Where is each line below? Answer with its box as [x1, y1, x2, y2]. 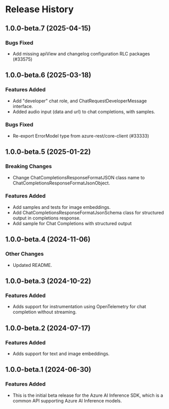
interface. [12, 103, 33, 109]
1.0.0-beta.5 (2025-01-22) [5, 148, 91, 156]
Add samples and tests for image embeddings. [12, 204, 111, 210]
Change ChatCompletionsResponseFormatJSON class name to [12, 174, 145, 180]
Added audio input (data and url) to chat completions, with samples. [12, 108, 155, 115]
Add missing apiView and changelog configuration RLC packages [12, 50, 150, 57]
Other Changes [5, 251, 44, 258]
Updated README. [12, 262, 52, 268]
